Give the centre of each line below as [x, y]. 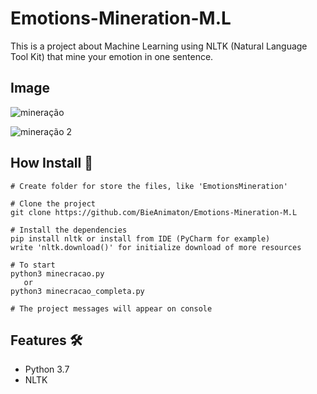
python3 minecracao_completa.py [77, 291]
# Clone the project [53, 203]
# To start [33, 265]
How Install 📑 [51, 163]
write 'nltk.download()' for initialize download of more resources [156, 247]
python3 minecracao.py [57, 273]
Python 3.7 [47, 369]
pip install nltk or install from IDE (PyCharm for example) [140, 238]
